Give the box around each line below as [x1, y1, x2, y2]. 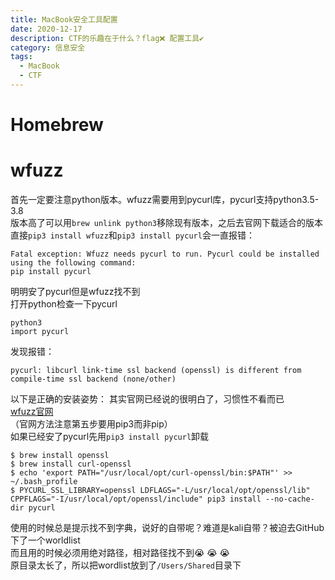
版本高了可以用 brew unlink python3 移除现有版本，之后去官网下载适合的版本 [10, 217, 324, 228]
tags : [10, 52, 33, 62]
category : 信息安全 [10, 42, 86, 53]
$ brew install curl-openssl [10, 459, 132, 469]
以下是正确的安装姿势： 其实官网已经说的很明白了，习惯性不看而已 [10, 393, 285, 405]
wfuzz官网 [10, 406, 54, 417]
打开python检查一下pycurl [10, 298, 118, 310]
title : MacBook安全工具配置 [10, 14, 118, 25]
